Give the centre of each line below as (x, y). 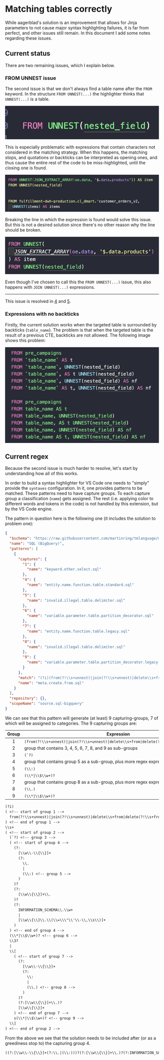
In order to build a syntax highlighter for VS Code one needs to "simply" (77, 483)
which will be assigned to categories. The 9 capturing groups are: (71, 723)
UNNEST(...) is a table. (27, 99)
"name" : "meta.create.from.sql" (51, 683)
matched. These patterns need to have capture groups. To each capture (78, 493)
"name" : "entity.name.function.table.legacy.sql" (78, 631)
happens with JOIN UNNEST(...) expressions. (50, 287)
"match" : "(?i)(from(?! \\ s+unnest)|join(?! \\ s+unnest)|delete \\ (85, 678)
